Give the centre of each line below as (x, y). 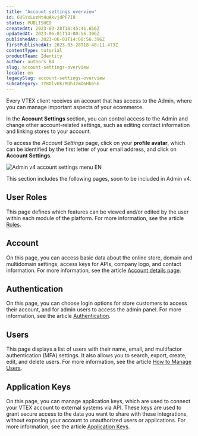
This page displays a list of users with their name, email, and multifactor (94, 349)
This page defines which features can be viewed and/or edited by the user (98, 212)
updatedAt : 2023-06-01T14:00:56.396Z (53, 34)
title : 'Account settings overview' (51, 12)
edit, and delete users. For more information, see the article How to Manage (99, 362)
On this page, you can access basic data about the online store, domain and (99, 258)
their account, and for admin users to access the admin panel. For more (94, 310)
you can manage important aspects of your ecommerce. (75, 107)
